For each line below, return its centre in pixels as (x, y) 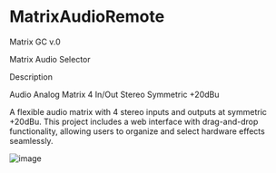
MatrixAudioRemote (87, 17)
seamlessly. (31, 140)
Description (31, 77)
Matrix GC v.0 (35, 42)
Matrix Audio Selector (50, 59)
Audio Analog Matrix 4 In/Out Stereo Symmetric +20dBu (114, 94)
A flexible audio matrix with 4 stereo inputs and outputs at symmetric (138, 111)
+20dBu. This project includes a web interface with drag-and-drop (134, 121)
